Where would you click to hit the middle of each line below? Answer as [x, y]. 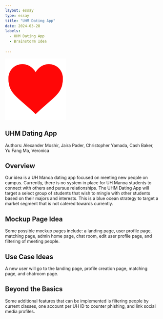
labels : [13, 31]
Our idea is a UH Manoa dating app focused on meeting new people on [76, 178]
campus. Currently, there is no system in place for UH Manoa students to [78, 183]
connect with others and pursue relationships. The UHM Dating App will [77, 188]
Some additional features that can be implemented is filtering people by [77, 301]
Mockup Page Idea [34, 219]
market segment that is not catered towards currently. [59, 204]
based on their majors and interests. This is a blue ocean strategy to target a [82, 198]
